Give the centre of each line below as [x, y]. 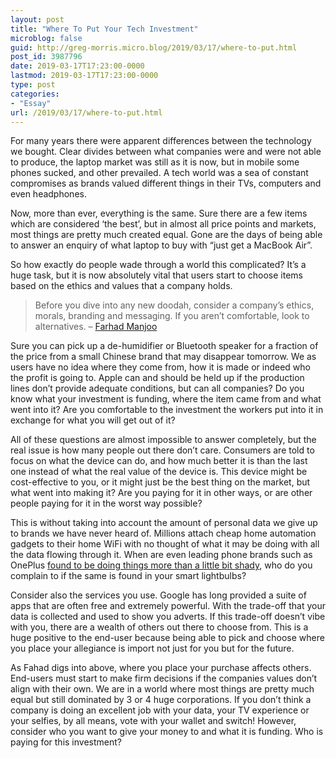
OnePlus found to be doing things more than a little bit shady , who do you [161, 565]
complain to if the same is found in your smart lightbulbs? [128, 576]
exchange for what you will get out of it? [93, 420]
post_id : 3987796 [46, 57]
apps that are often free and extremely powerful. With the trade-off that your [168, 606]
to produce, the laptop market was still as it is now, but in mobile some [155, 162]
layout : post [37, 19]
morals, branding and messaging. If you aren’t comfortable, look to [172, 316]
